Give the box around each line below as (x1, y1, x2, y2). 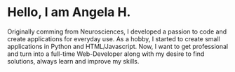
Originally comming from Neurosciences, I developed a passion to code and (7, 27, 227, 36)
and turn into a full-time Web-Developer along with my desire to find (7, 50, 205, 58)
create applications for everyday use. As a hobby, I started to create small (7, 34, 220, 43)
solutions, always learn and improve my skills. (7, 57, 140, 65)
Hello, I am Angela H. (7, 4, 131, 20)
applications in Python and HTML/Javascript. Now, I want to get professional (7, 42, 229, 50)
